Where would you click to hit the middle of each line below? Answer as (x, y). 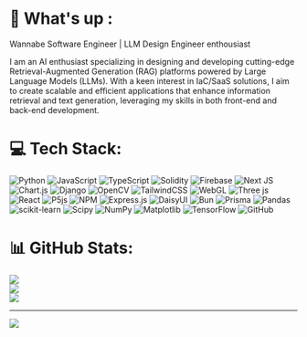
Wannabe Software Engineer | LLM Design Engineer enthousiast (130, 44)
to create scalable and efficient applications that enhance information (140, 90)
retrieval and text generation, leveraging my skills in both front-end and (143, 100)
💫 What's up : (61, 19)
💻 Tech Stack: (66, 149)
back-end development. (54, 110)
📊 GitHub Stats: (72, 248)
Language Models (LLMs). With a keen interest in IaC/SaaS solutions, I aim (149, 80)
